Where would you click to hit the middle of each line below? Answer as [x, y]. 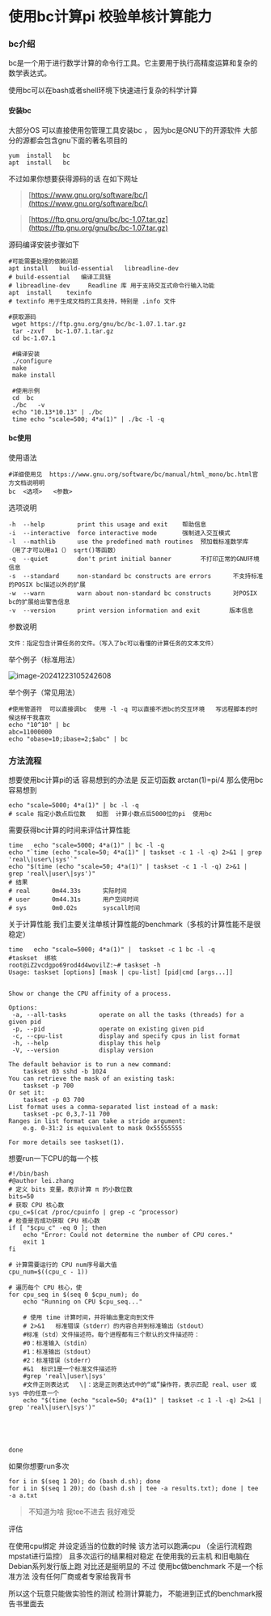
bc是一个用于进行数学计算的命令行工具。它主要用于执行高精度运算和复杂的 [133, 63]
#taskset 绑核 [33, 959]
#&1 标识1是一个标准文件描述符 [70, 1369]
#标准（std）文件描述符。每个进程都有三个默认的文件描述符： [112, 1335]
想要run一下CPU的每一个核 [53, 1159]
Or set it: [27, 1093]
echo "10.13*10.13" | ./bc [57, 412]
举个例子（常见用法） [44, 692]
